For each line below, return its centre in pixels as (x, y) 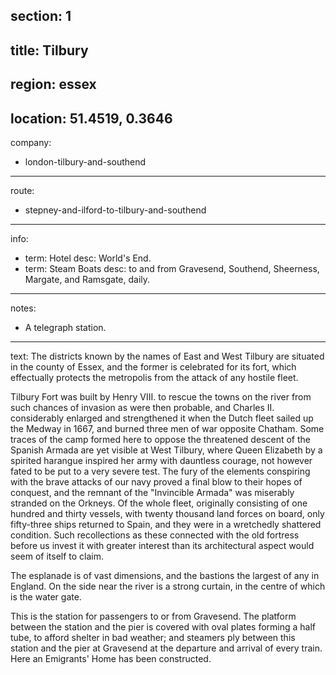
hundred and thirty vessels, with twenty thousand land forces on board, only (167, 513)
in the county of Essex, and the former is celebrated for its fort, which (153, 366)
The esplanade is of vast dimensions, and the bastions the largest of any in (165, 575)
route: (22, 190)
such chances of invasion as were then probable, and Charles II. (142, 407)
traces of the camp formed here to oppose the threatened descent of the (160, 439)
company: (31, 142)
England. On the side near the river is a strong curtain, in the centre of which (168, 586)
